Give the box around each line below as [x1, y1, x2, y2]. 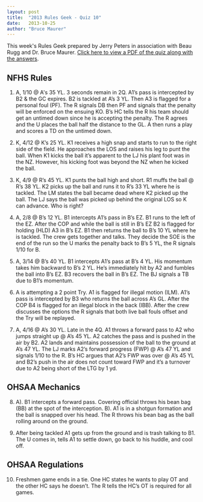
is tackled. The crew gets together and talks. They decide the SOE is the [15, 233, 195, 241]
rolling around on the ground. [15, 417, 89, 425]
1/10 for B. [15, 246, 41, 253]
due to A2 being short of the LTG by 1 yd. [15, 365, 117, 372]
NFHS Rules [7, 73, 52, 83]
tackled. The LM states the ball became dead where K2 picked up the [15, 189, 189, 197]
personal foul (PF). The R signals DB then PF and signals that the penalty [15, 102, 196, 109]
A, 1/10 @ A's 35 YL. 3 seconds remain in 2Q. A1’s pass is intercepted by [15, 89, 195, 96]
